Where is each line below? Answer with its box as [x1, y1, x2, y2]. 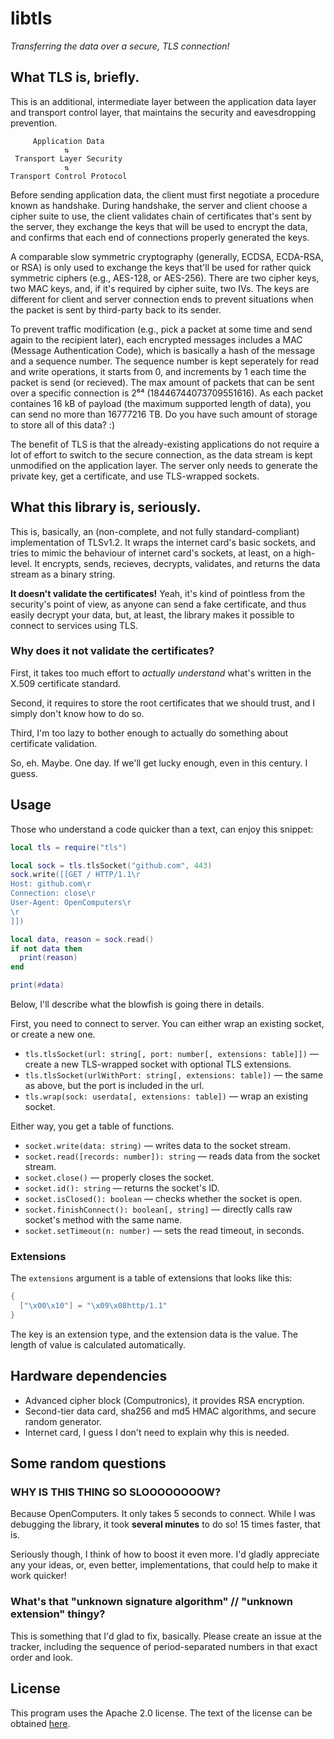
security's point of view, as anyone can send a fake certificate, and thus [10, 598, 307, 610]
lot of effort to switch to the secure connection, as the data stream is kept [10, 448, 313, 461]
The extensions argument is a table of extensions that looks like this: [10, 1272, 293, 1284]
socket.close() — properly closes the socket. [24, 1172, 214, 1184]
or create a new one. [10, 1028, 96, 1041]
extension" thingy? [10, 1607, 106, 1621]
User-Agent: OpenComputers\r [10, 898, 132, 908]
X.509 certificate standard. [10, 677, 122, 689]
